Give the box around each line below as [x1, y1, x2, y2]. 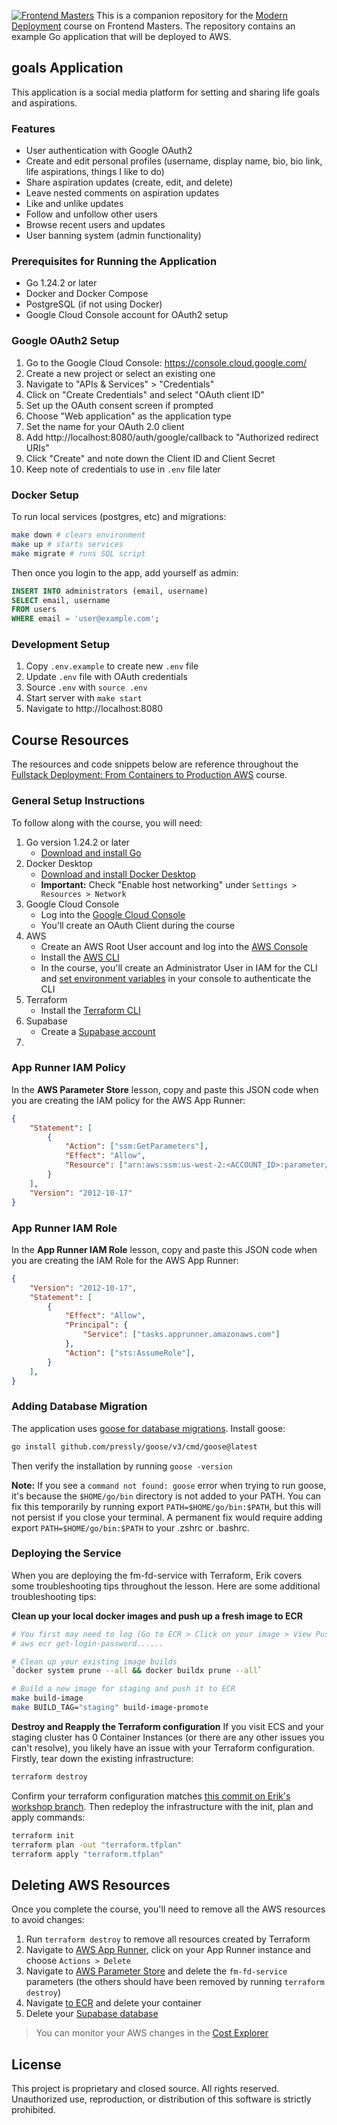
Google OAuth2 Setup [11, 334, 120, 348]
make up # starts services [11, 539, 124, 549]
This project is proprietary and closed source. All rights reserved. [11, 2083, 280, 2095]
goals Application [11, 60, 124, 77]
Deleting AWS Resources [11, 1876, 171, 1894]
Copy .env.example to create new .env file [25, 660, 199, 672]
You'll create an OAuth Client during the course [40, 919, 236, 931]
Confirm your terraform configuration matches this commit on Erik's [11, 1790, 291, 1802]
